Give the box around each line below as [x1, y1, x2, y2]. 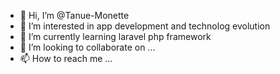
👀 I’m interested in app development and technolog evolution [19, 20, 271, 32]
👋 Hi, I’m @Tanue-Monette [19, 10, 130, 21]
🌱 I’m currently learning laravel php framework [19, 31, 212, 42]
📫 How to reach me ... [19, 53, 113, 64]
